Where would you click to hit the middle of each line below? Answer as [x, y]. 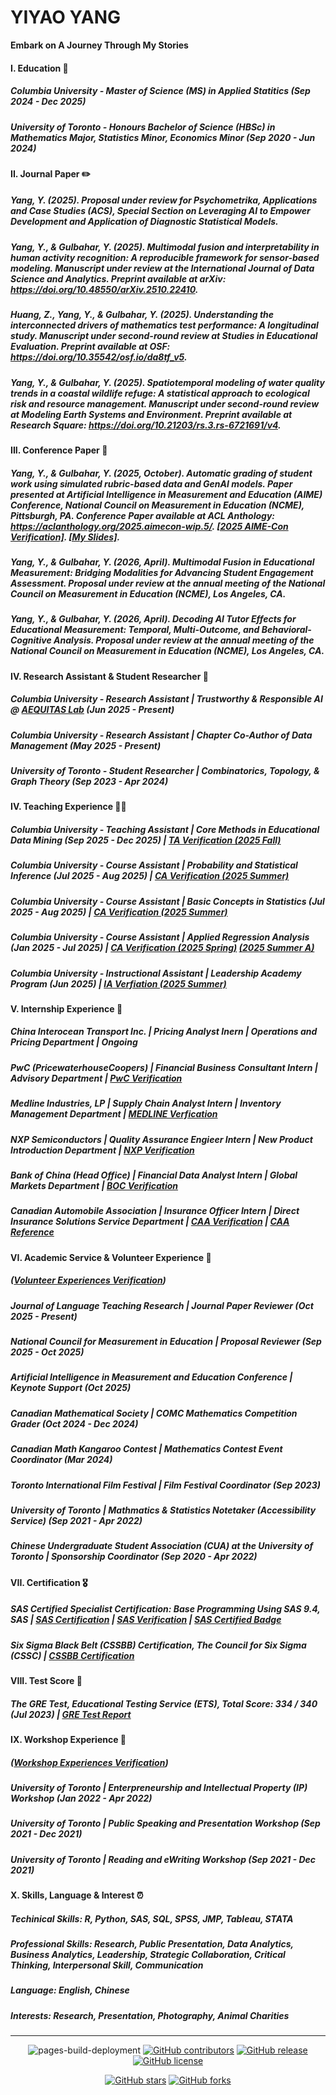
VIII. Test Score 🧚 [46, 1681]
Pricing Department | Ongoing [74, 1042]
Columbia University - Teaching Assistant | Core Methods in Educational [165, 829]
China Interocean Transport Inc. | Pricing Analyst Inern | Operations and [164, 1032]
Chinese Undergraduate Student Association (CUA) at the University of [162, 1546]
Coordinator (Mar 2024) [61, 1460]
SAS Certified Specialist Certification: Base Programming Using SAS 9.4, [165, 1609]
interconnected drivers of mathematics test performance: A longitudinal [164, 325]
